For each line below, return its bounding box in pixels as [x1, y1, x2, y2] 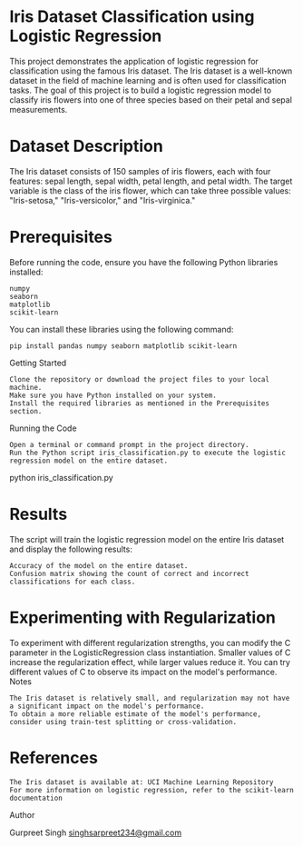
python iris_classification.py [9, 472, 113, 483]
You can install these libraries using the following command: [9, 324, 234, 334]
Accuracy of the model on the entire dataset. [9, 561, 189, 570]
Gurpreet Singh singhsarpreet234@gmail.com [9, 827, 182, 838]
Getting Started [9, 357, 67, 368]
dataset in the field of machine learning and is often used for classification [9, 75, 287, 85]
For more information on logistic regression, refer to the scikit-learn [9, 785, 295, 794]
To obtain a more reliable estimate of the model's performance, [9, 709, 261, 719]
